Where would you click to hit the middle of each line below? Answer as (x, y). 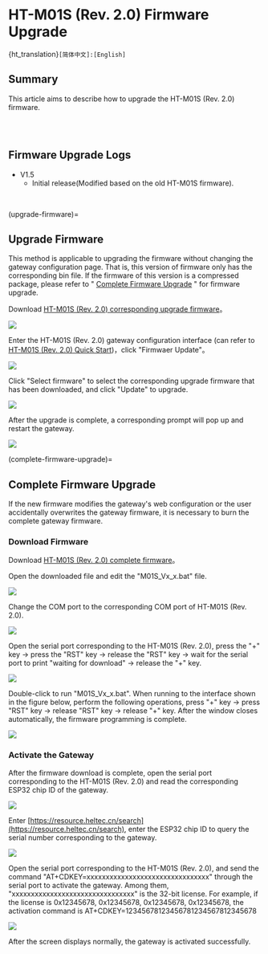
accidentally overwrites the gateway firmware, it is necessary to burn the (129, 512)
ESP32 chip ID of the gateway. (59, 789)
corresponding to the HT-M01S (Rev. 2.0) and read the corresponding (124, 781)
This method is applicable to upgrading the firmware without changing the (131, 259)
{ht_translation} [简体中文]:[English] (67, 54)
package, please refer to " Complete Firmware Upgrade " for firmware (124, 284)
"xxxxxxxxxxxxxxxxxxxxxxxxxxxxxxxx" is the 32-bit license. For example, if (133, 894)
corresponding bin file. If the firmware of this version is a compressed (124, 275)
